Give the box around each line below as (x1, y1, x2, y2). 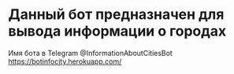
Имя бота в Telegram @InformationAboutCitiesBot (8, 48, 173, 57)
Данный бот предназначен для (8, 6, 225, 24)
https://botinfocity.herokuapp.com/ (8, 57, 122, 66)
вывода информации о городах (8, 22, 227, 40)
